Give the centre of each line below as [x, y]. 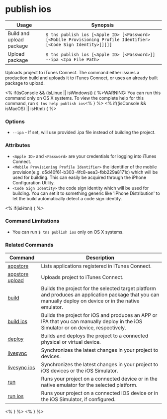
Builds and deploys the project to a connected [94, 336]
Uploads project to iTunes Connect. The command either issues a [72, 72]
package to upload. [25, 83]
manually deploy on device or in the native [90, 301]
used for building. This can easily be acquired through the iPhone [79, 177]
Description [100, 258]
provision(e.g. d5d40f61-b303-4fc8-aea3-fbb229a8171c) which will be [85, 172]
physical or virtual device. [71, 342]
